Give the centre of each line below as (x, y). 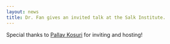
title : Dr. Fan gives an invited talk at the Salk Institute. (86, 17)
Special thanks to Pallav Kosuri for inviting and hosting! (74, 34)
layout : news (23, 12)
